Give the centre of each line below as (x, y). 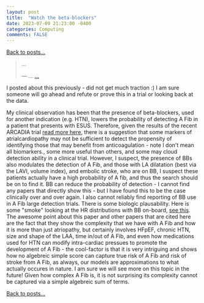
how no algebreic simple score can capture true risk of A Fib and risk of (97, 256)
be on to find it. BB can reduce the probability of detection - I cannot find (98, 184)
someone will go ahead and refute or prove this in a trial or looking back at (100, 94)
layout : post (23, 12)
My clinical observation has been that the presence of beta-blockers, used (100, 113)
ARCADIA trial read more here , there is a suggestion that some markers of (99, 132)
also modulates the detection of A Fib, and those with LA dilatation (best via (101, 165)
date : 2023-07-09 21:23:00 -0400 (49, 23)
